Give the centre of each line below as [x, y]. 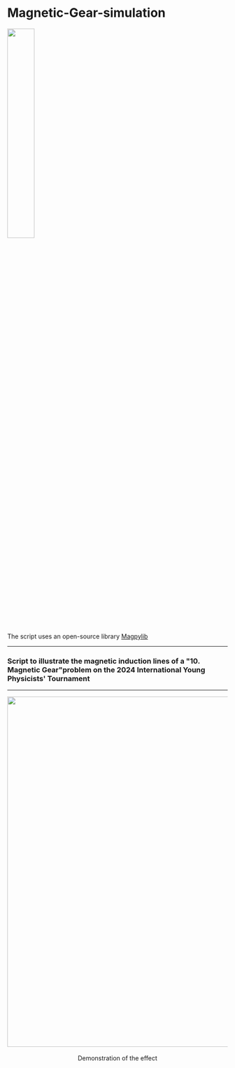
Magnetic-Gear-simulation [86, 13]
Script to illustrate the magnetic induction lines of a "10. [104, 661]
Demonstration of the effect [117, 1058]
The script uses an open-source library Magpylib [78, 636]
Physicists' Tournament [49, 678]
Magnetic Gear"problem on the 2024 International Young [106, 669]
